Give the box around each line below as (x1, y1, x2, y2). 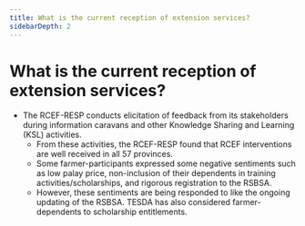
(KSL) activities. (22, 129, 82, 141)
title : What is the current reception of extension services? (9, 13, 250, 23)
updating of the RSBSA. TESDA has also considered (36, 197, 230, 208)
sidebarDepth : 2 (9, 22, 71, 31)
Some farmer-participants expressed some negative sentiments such (36, 158, 296, 169)
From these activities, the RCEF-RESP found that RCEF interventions (36, 139, 292, 150)
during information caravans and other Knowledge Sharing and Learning (22, 120, 295, 131)
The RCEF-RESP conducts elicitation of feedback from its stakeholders (22, 110, 289, 121)
